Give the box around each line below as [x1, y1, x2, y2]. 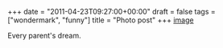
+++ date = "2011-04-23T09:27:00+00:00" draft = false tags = [7, 7, 217, 16]
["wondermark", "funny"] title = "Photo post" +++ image [7, 15, 194, 25]
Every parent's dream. [7, 31, 81, 40]
